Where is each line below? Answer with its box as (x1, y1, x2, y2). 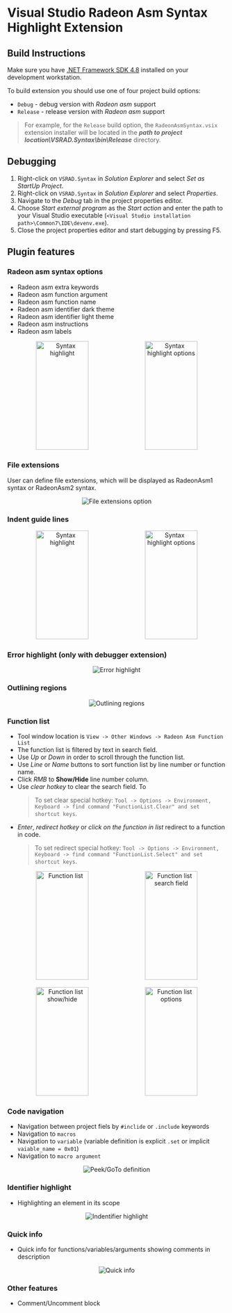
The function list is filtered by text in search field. (17, 745, 158, 753)
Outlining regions (7, 683, 67, 693)
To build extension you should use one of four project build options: (7, 87, 201, 95)
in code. (17, 830, 41, 838)
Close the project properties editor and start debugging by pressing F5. (17, 226, 222, 234)
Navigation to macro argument (17, 1152, 101, 1160)
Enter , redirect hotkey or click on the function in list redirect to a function (17, 822, 226, 831)
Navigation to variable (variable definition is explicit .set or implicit (17, 1137, 210, 1145)
